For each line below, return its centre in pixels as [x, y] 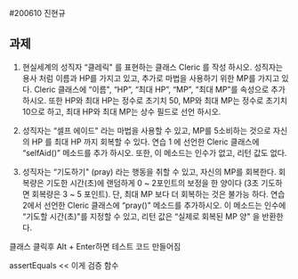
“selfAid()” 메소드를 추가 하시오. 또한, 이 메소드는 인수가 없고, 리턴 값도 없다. [154, 152]
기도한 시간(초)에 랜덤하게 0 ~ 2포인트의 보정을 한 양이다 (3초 [153, 183]
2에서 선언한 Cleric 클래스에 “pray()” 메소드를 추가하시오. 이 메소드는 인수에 [154, 205]
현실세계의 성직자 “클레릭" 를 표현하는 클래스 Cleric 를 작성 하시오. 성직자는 [152, 67]
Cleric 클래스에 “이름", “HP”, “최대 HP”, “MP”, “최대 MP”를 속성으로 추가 [160, 89]
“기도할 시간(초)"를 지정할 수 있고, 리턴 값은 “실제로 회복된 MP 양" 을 [141, 216]
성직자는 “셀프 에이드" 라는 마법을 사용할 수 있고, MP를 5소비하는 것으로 [146, 130]
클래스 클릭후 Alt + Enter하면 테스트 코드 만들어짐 [95, 246]
